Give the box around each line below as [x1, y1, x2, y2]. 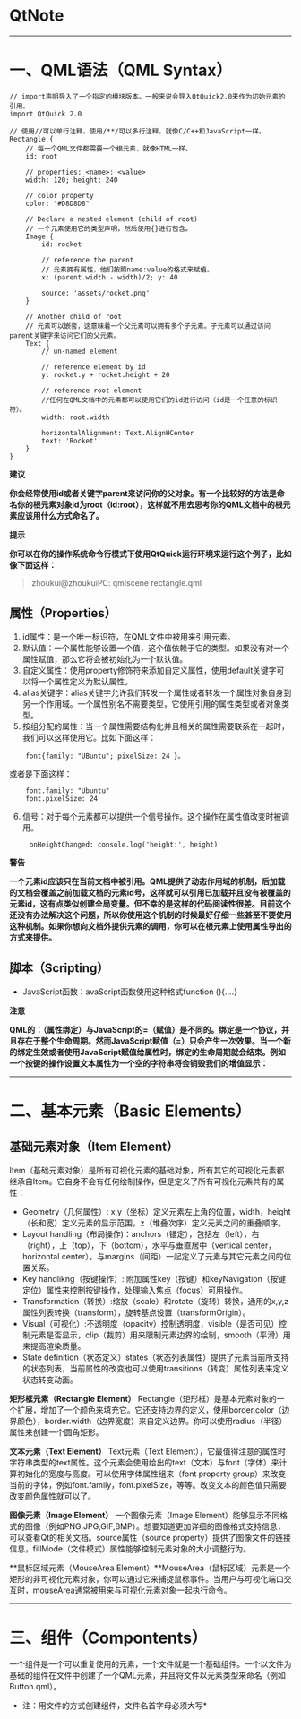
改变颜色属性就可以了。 [9, 1491, 96, 1501]
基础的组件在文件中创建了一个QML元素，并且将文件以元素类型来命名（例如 [9, 1670, 287, 1680]
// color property [25, 191, 94, 200]
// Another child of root [25, 312, 123, 321]
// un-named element [41, 347, 118, 356]
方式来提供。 [9, 932, 56, 942]
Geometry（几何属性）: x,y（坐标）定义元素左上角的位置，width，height [21, 1206, 291, 1216]
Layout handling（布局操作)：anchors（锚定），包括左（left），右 [21, 1228, 260, 1239]
